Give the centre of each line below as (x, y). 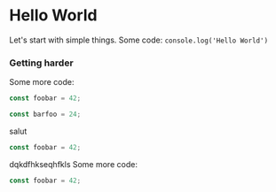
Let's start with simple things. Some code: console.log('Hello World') (139, 40)
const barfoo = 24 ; (45, 115)
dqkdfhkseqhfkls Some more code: (73, 164)
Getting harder (41, 63)
